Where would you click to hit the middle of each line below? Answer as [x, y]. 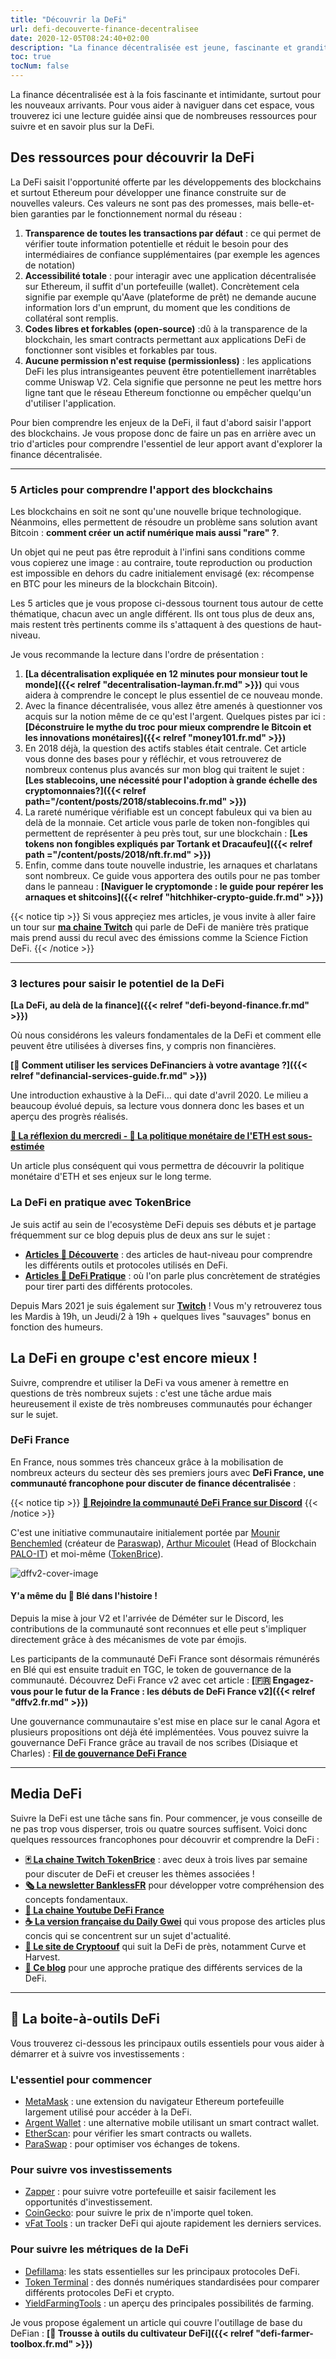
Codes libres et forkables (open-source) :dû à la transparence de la [166, 328]
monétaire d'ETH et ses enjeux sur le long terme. [111, 1177]
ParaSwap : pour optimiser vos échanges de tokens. [132, 2143]
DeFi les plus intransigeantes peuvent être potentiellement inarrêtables [170, 371]
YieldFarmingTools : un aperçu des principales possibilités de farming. [169, 2303]
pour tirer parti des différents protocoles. [108, 1286]
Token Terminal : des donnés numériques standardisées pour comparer [172, 2282]
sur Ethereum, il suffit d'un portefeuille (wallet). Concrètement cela [162, 286]
